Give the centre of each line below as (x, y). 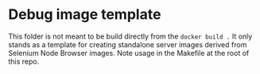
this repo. (24, 61)
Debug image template (85, 15)
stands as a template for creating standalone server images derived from (128, 44)
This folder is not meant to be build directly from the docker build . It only (130, 36)
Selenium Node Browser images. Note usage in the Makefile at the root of (129, 53)
